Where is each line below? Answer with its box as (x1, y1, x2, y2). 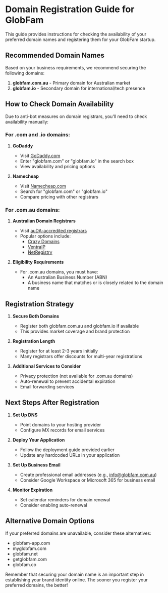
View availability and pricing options (20, 163, 95, 169)
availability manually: (5, 118, 49, 125)
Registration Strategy (5, 300, 74, 308)
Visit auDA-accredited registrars (20, 228, 87, 234)
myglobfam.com (12, 545, 47, 551)
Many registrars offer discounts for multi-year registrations (20, 353, 143, 359)
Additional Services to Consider (12, 363, 81, 369)
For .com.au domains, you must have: (20, 269, 98, 275)
